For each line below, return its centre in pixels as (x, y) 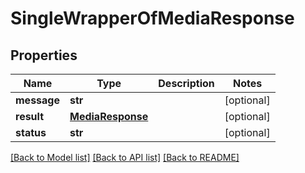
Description (186, 83)
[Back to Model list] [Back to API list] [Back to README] (125, 157)
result (30, 116)
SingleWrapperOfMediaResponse (152, 18)
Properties (44, 55)
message (37, 100)
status (31, 132)
